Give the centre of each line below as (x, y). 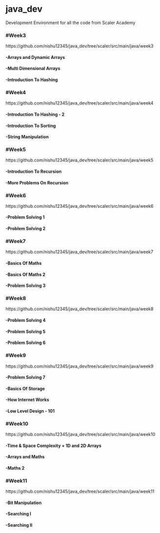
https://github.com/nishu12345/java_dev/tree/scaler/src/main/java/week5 (80, 160)
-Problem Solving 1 (25, 217)
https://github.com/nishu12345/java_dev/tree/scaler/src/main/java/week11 (80, 491)
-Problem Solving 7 (25, 377)
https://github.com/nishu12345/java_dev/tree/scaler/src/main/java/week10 (80, 434)
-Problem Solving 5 (26, 331)
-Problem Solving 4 (26, 320)
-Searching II (19, 525)
